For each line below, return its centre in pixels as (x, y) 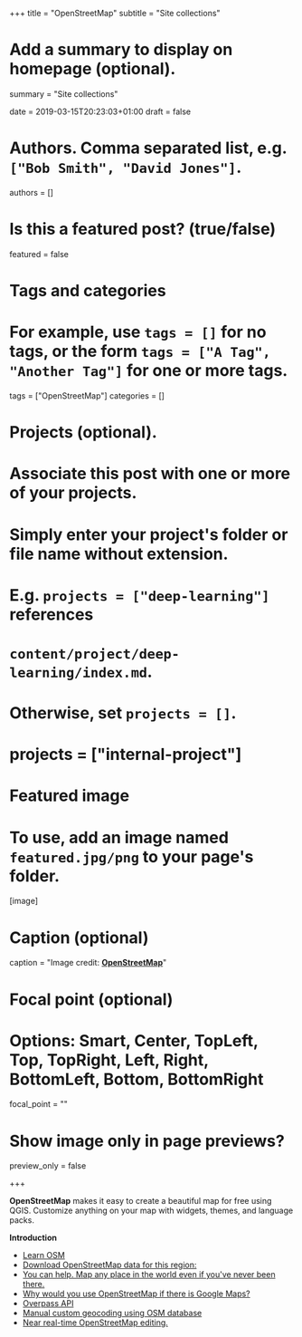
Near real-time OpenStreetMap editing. (95, 1323)
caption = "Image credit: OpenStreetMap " (88, 963)
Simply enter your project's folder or (149, 534)
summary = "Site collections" (64, 93)
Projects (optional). (84, 433)
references (52, 614)
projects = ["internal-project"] (126, 755)
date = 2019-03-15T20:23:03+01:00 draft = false (100, 111)
